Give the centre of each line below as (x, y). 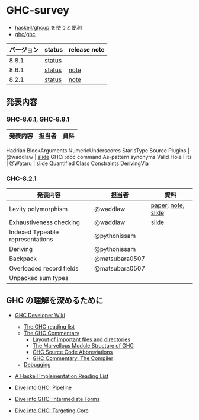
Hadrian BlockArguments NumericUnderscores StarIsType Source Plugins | (98, 150)
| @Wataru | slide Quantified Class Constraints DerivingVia (78, 163)
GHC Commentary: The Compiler (73, 358)
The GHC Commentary (52, 333)
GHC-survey (38, 10)
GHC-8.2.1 (21, 179)
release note (86, 49)
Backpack (23, 259)
